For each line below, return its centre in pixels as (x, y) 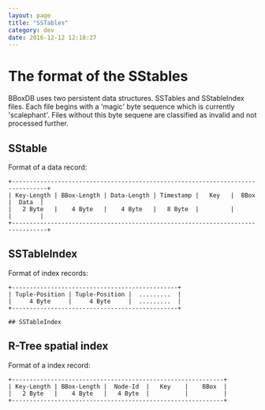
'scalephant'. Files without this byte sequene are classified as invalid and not (132, 115)
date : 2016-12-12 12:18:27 (52, 37)
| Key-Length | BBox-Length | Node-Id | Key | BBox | (118, 386)
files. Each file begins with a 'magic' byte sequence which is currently (121, 106)
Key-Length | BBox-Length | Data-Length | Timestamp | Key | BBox (136, 196)
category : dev (32, 30)
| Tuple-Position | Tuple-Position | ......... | (95, 294)
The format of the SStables (98, 76)
